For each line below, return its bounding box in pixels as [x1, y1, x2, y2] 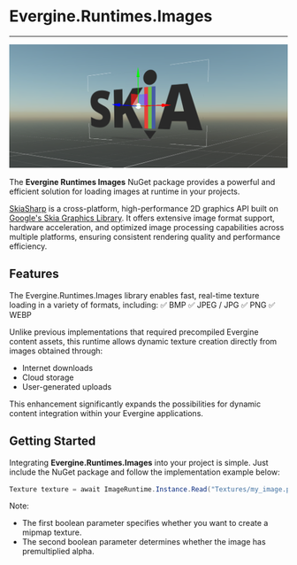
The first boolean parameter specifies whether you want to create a [21, 518, 269, 529]
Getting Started [9, 434, 96, 449]
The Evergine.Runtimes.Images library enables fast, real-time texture [9, 290, 260, 300]
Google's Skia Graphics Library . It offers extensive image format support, [9, 213, 276, 223]
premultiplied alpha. [21, 546, 95, 557]
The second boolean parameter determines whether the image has [21, 537, 267, 547]
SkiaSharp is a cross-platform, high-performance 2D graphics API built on [9, 203, 278, 213]
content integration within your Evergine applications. [9, 407, 203, 418]
